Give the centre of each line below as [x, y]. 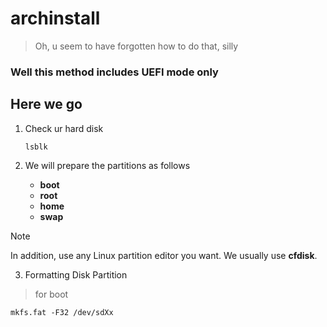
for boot [51, 294]
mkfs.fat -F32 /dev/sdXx [62, 312]
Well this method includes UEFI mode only [114, 72]
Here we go [46, 104]
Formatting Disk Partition [76, 274]
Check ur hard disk [64, 128]
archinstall [55, 18]
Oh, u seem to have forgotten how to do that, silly [136, 46]
